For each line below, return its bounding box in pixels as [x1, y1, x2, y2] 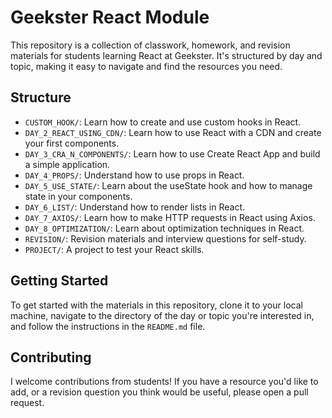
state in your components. [24, 190, 133, 202]
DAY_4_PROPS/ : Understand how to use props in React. [24, 169, 245, 181]
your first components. [24, 137, 120, 149]
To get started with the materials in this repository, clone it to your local [10, 299, 303, 311]
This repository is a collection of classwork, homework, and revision [10, 39, 291, 51]
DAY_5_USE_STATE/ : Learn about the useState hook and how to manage [24, 179, 313, 191]
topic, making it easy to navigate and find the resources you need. [10, 60, 283, 72]
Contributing [10, 349, 92, 366]
